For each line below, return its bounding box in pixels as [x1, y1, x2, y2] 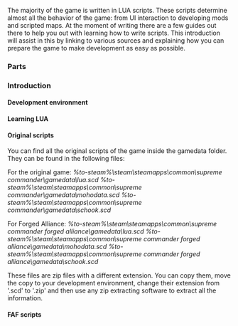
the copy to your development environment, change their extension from [7, 279, 220, 288]
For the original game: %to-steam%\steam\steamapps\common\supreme [7, 168, 222, 177]
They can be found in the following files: [7, 154, 125, 163]
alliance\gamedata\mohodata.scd [7, 242, 107, 251]
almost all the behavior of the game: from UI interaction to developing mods [7, 14, 229, 22]
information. [7, 294, 43, 303]
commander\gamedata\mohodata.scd [7, 191, 120, 199]
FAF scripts [7, 310, 42, 319]
